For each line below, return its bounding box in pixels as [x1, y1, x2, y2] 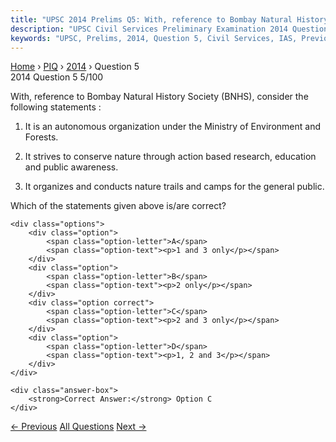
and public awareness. [24, 161, 119, 173]
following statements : [10, 101, 102, 113]
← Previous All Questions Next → [10, 421, 147, 433]
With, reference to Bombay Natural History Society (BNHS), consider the [10, 91, 309, 103]
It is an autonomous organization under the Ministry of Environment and [24, 121, 321, 133]
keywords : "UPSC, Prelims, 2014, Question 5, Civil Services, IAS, [10, 33, 298, 43]
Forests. [24, 131, 59, 143]
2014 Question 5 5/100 [10, 71, 104, 83]
